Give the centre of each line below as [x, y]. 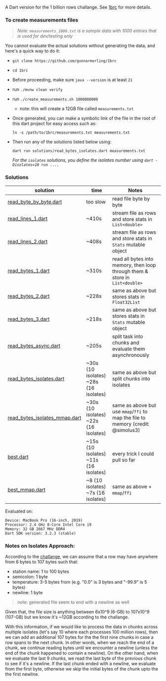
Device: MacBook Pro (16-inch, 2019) [44, 520]
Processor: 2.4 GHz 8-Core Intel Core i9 [48, 525]
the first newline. [22, 674]
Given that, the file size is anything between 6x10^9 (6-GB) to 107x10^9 [77, 612]
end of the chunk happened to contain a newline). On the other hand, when [82, 653]
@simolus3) [126, 430]
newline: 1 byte [27, 592]
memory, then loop [134, 265]
